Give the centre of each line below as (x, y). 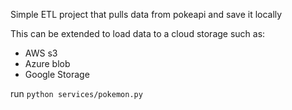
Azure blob (47, 63)
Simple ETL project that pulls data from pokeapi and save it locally (146, 14)
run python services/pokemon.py (76, 93)
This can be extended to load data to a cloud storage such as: (138, 33)
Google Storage (57, 74)
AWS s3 (41, 53)
